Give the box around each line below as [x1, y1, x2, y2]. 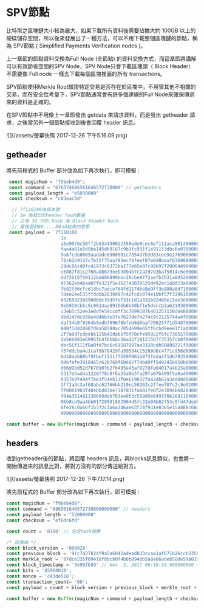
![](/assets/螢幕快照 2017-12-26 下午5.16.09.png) [6, 131, 127, 139]
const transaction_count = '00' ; [6, 579, 88, 585]
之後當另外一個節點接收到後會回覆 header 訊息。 [16, 119, 139, 126]
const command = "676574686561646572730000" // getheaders [8, 184, 162, 190]
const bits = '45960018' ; [6, 568, 72, 574]
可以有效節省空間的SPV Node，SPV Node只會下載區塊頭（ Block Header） [6, 62, 194, 70]
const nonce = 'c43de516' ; [6, 573, 75, 579]
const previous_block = [6, 551, 67, 557]
